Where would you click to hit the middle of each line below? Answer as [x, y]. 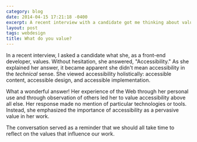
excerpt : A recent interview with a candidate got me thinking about [93, 22]
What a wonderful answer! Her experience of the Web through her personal [97, 91]
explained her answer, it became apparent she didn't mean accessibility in [96, 67]
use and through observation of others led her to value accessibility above [96, 98]
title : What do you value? [39, 39]
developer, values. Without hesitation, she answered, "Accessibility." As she [98, 61]
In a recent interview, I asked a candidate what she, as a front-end [86, 55]
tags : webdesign [26, 33]
